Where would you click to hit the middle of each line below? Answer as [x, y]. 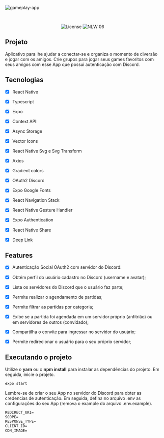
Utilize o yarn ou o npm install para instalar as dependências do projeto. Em [82, 369]
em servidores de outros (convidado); [50, 322]
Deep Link [22, 240]
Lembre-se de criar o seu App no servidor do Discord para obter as [73, 393]
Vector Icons [25, 141]
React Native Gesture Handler [42, 210]
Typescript [23, 101]
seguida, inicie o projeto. [30, 375]
